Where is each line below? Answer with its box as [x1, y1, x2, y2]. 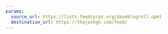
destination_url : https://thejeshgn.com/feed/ [11, 19, 128, 25]
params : [5, 8, 25, 14]
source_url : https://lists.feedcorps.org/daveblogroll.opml [11, 14, 162, 20]
